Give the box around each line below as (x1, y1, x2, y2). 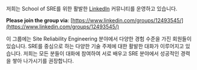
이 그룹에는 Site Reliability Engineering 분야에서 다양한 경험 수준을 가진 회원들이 (6, 35, 192, 42)
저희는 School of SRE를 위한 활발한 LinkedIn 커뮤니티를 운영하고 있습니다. (6, 5, 178, 12)
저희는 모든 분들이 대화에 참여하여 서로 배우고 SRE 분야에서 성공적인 (23, 50, 180, 57)
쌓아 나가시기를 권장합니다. (12, 58, 74, 64)
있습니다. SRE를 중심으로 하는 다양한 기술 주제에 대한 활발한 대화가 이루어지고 (6, 43, 184, 49)
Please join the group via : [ (6, 17, 73, 24)
